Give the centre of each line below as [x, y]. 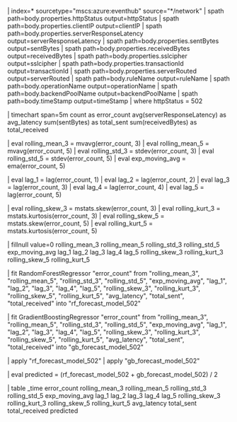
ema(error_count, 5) [36, 166]
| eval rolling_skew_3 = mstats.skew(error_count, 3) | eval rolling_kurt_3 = [114, 208]
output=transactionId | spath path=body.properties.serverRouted [102, 71]
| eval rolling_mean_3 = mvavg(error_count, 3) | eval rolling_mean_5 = [109, 143]
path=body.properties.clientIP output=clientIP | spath [85, 26]
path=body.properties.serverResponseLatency [75, 33]
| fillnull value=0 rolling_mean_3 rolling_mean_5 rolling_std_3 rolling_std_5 [114, 245]
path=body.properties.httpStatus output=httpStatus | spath [93, 18]
